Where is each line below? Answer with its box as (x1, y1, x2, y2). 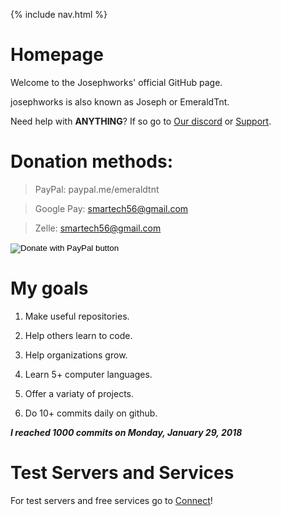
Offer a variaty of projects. (24, 387, 134, 399)
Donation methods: (10, 150, 173, 173)
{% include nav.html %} (10, 9, 108, 20)
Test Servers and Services (10, 462, 235, 484)
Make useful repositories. (24, 310, 130, 322)
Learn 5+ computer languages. (24, 368, 153, 380)
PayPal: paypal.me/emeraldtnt (34, 183, 160, 195)
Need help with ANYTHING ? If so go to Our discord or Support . (10, 115, 272, 127)
